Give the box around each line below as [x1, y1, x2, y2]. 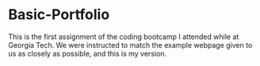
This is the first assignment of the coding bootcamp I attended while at [8, 32, 239, 41]
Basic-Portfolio [8, 6, 110, 24]
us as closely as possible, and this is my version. [8, 49, 167, 58]
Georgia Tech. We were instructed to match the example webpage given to [8, 40, 253, 49]
